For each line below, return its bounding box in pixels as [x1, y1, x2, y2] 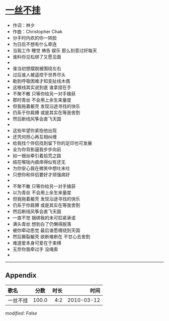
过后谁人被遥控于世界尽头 [12, 72, 66, 78]
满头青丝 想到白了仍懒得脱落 [12, 221, 71, 227]
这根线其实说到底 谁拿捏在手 [12, 84, 71, 90]
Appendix [5, 271, 37, 280]
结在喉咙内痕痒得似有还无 [12, 159, 66, 165]
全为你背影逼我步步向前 [12, 146, 61, 152]
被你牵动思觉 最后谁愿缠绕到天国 [12, 227, 80, 233]
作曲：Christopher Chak [12, 28, 63, 34]
